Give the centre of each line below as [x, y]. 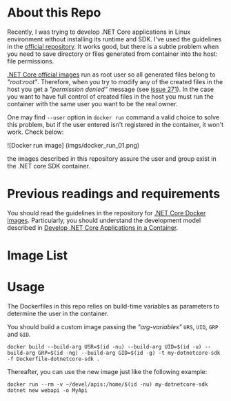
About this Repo [54, 13]
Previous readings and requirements [114, 194]
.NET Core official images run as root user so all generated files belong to [111, 75]
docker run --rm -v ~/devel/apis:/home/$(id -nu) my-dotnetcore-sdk [108, 384]
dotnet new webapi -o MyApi [48, 391]
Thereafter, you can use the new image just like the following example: [107, 372]
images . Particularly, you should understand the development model [104, 220]
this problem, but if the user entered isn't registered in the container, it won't [115, 124]
